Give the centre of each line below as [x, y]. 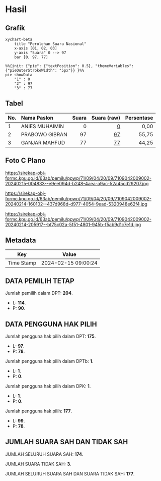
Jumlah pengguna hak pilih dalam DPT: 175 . [51, 336]
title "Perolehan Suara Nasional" [50, 44]
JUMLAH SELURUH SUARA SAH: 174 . [44, 454]
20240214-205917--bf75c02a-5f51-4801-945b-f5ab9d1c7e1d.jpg [73, 224]
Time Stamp [22, 263]
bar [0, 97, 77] [31, 57]
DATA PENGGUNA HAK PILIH [51, 324]
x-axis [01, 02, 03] [36, 48]
